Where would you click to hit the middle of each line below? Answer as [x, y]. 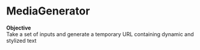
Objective [19, 28]
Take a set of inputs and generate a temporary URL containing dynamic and [100, 34]
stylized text [21, 40]
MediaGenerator [48, 11]
